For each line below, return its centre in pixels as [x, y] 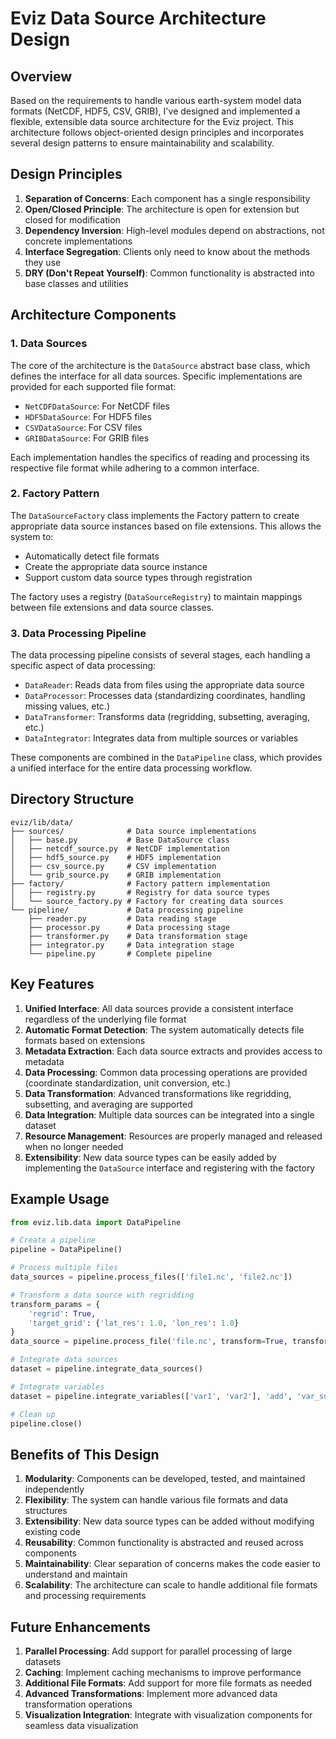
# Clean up [33, 1414]
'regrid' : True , [62, 1313]
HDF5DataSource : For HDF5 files [88, 416]
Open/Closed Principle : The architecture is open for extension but [162, 209]
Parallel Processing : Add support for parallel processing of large [158, 1651]
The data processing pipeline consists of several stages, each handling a [160, 655]
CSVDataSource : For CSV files [83, 427]
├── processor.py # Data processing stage [129, 927]
